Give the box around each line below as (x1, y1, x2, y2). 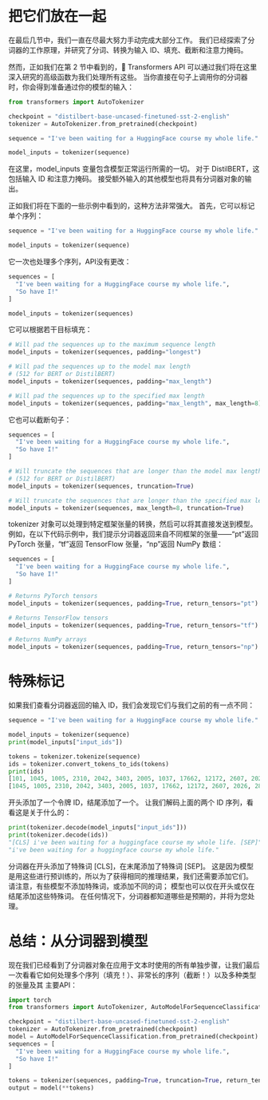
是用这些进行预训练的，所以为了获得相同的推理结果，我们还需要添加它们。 (8, 871, 253, 880)
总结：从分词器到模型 (8, 932, 149, 950)
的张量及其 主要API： (8, 979, 78, 990)
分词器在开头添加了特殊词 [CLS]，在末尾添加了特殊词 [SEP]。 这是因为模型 (8, 861, 254, 871)
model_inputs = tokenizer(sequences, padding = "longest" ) (8, 348, 202, 356)
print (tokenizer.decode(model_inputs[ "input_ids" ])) (8, 824, 187, 832)
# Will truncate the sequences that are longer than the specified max (8, 497, 251, 504)
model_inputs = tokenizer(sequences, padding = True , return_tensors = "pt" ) (8, 599, 259, 607)
